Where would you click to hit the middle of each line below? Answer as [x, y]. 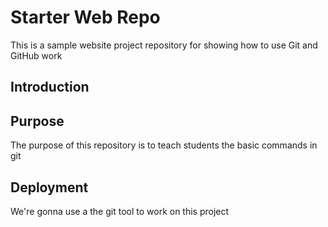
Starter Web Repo [85, 17]
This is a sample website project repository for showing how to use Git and [164, 45]
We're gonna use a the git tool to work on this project [120, 211]
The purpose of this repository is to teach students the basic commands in [164, 145]
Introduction [50, 87]
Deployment [49, 187]
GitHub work [36, 55]
